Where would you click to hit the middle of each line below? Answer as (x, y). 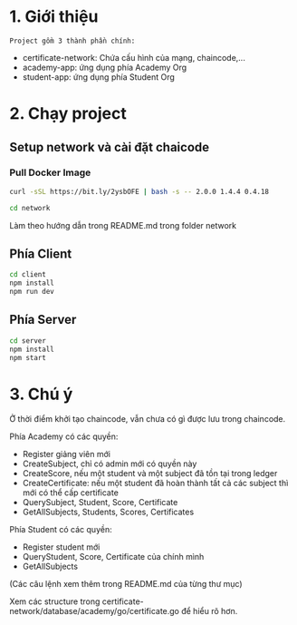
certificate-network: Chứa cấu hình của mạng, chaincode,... (134, 57)
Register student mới (61, 547)
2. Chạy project (68, 114)
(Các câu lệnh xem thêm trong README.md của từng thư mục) (126, 584)
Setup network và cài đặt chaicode (110, 147)
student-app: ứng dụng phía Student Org (98, 77)
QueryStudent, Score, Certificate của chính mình (113, 557)
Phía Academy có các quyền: (64, 436)
